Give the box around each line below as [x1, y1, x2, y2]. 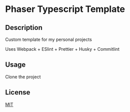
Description [5, 23, 42, 32]
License [5, 88, 30, 97]
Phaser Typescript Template [5, 3, 125, 15]
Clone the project [5, 74, 41, 80]
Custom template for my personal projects [5, 36, 92, 42]
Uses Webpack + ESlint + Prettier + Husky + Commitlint [5, 46, 120, 52]
